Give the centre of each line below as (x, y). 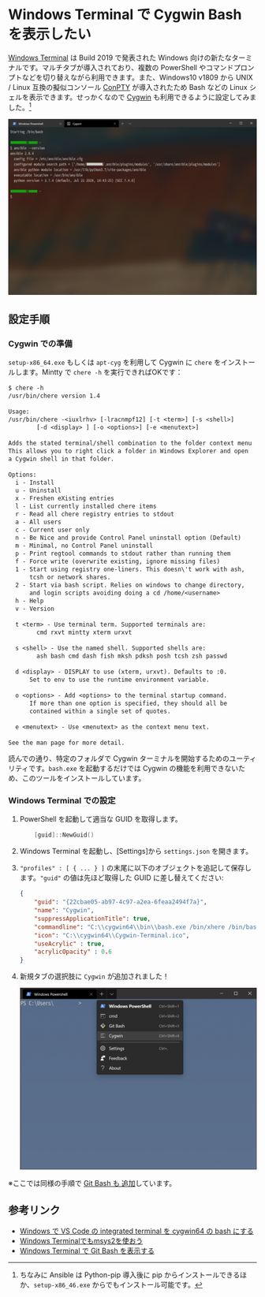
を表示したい (50, 34)
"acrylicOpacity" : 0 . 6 (73, 952)
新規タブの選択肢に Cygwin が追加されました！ (94, 976)
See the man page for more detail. (67, 743)
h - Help (30, 601)
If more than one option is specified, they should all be (128, 704)
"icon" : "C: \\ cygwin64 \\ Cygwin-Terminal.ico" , (112, 935)
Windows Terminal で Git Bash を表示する (87, 1250)
